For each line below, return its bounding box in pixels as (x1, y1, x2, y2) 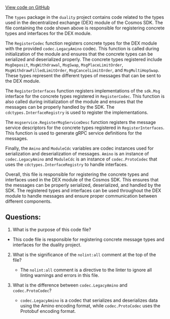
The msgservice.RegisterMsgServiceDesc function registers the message (5, 119, 156, 125)
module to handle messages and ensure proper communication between (5, 193, 157, 199)
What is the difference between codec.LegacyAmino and (12, 282, 128, 288)
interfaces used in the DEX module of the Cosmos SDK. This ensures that (5, 177, 159, 182)
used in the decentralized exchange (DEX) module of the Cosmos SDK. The (5, 20, 163, 25)
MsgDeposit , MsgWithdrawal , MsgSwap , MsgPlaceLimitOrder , (5, 62, 123, 68)
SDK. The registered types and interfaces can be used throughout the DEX (5, 187, 161, 194)
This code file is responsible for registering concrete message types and (12, 236, 165, 242)
